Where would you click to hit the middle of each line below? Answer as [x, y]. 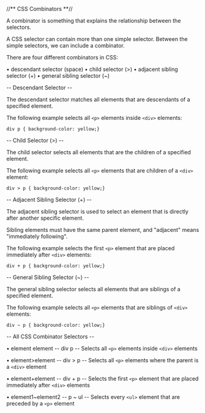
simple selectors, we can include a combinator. [66, 46]
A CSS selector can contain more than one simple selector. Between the [97, 39]
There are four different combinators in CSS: [62, 57]
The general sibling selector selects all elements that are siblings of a [93, 289]
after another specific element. [45, 218]
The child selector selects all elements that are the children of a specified [99, 152]
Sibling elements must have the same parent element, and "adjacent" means [103, 230]
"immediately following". [37, 236]
